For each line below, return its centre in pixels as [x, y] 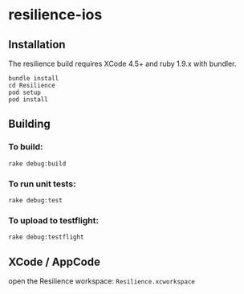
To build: [26, 147]
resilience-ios [55, 15]
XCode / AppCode [54, 261]
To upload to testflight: [53, 220]
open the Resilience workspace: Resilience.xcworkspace [102, 281]
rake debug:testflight [46, 237]
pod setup [25, 92]
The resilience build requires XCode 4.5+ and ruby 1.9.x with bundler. [122, 63]
